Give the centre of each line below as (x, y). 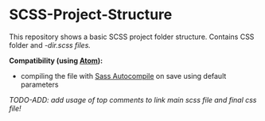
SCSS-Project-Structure (91, 15)
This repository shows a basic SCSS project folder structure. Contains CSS (132, 37)
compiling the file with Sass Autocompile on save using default (123, 76)
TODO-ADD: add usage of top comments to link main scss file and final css (133, 100)
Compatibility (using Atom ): (56, 60)
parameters (39, 84)
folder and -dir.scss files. (50, 45)
